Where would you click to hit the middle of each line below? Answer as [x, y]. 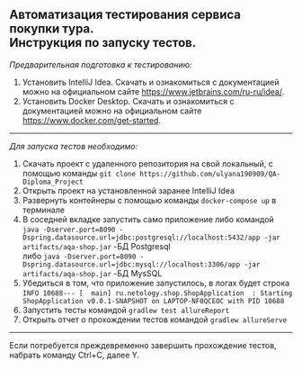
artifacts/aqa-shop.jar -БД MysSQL [92, 273]
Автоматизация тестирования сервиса [125, 15]
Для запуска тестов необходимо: [74, 146]
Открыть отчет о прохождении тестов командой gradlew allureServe [155, 319]
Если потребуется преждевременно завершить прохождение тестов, [143, 345]
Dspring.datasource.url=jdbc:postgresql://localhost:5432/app [141, 238]
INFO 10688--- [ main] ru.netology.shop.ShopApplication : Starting [157, 293]
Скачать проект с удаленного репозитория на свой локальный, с [148, 163]
